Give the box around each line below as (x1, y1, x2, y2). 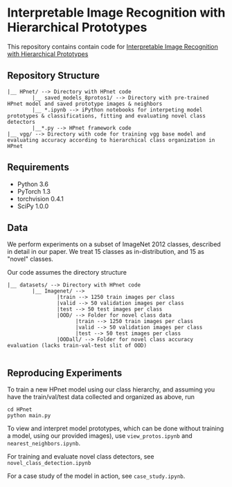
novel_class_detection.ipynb (7, 460, 91, 467)
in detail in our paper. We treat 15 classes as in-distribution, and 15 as (7, 248, 204, 256)
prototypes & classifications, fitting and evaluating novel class (7, 112, 206, 119)
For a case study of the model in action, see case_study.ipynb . (7, 472, 186, 480)
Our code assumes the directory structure (7, 268, 127, 277)
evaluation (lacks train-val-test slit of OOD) (7, 342, 148, 349)
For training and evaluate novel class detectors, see (7, 452, 154, 461)
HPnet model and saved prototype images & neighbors (7, 100, 163, 107)
